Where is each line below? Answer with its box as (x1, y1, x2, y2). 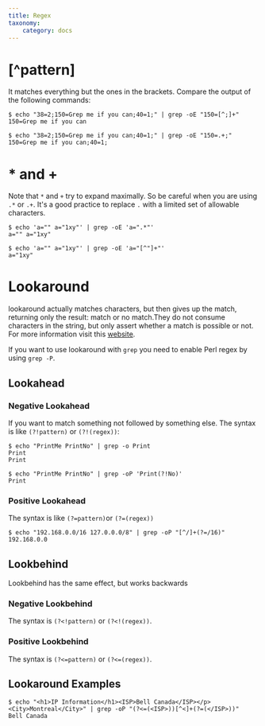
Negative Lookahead (8, 400, 90, 411)
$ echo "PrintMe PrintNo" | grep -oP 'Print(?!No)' (8, 470, 182, 478)
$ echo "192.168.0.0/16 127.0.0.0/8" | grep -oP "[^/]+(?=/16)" (8, 529, 225, 537)
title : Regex (8, 11, 52, 20)
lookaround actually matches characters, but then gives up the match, (8, 304, 237, 314)
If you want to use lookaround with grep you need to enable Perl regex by (8, 345, 248, 355)
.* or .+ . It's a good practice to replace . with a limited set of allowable (8, 200, 240, 209)
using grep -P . (8, 353, 56, 363)
